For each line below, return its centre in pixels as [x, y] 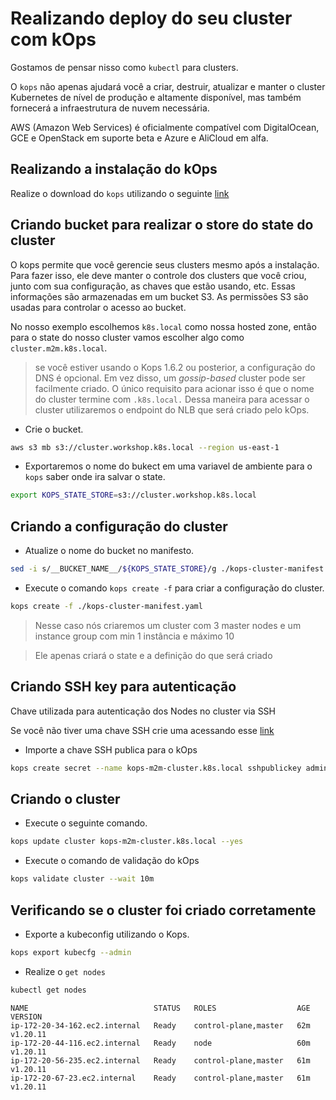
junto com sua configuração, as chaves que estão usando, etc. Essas [153, 286]
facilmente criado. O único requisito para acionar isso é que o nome [174, 388]
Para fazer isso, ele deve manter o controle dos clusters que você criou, [158, 275]
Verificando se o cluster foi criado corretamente [163, 910]
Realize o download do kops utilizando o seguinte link [120, 193]
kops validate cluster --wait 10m [82, 879]
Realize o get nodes [65, 971]
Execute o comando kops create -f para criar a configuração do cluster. [174, 588]
